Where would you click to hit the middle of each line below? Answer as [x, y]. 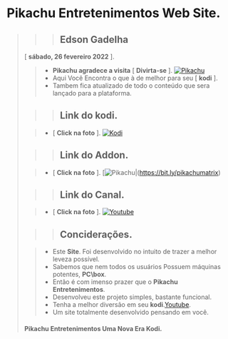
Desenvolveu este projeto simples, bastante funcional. [132, 297]
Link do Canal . [92, 195]
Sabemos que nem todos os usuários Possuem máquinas [137, 267]
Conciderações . [96, 234]
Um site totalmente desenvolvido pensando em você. [131, 313]
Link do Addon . [94, 155]
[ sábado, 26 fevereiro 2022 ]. [69, 56]
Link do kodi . [89, 116]
